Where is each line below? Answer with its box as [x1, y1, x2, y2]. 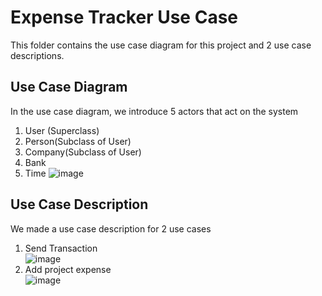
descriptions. [10, 49, 65, 61]
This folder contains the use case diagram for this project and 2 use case [10, 39, 312, 51]
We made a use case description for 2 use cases [10, 222, 212, 235]
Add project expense [24, 263, 112, 275]
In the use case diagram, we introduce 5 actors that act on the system [10, 105, 299, 117]
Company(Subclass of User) [24, 146, 142, 158]
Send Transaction [24, 242, 98, 254]
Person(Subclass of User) [24, 135, 132, 147]
